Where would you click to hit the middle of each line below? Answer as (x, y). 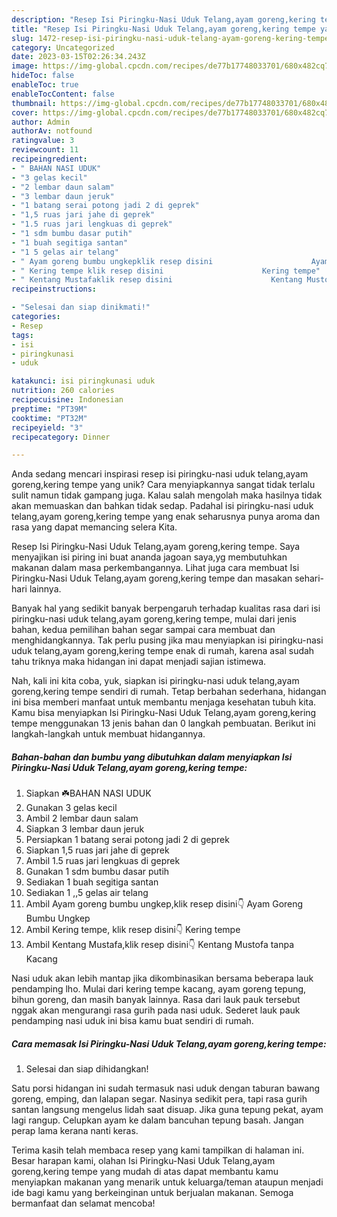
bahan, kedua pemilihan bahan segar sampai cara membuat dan (143, 630)
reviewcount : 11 (45, 150)
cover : (25, 112)
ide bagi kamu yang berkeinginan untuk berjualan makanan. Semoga (152, 1193)
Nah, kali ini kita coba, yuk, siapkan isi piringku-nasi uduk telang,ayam (155, 681)
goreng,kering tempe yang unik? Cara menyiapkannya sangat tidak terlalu (163, 485)
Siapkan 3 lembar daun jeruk (85, 829)
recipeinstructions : (54, 289)
